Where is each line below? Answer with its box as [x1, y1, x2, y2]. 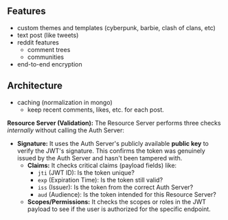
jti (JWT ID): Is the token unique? [37, 168, 135, 177]
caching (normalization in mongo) [16, 98, 113, 106]
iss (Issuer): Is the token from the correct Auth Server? [37, 183, 194, 191]
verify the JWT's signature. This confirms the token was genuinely [16, 147, 206, 155]
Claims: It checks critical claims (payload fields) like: [27, 161, 177, 169]
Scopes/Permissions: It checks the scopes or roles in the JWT [27, 197, 206, 206]
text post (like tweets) [16, 31, 79, 39]
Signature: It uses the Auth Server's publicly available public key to [16, 139, 209, 147]
